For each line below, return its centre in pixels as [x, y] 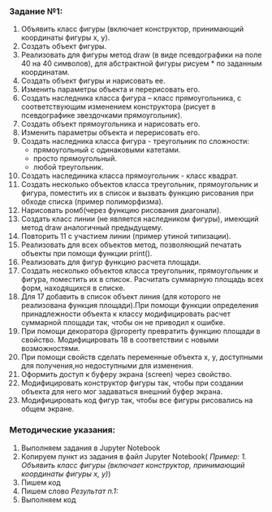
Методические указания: [63, 430]
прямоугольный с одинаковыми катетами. [107, 150]
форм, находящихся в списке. [73, 288]
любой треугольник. [68, 167]
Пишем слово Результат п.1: [69, 491]
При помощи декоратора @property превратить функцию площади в [140, 332]
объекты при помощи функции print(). [86, 254]
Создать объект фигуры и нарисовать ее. [93, 81]
